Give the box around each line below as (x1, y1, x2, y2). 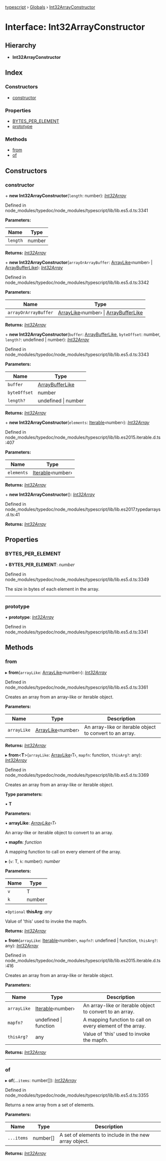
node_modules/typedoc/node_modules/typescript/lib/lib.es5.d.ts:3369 (5, 772, 149, 778)
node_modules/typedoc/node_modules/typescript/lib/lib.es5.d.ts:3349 (5, 576, 149, 582)
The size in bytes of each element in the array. (5, 586, 100, 592)
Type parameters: (5, 791, 43, 797)
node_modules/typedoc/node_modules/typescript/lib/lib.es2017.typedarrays (5, 506, 161, 512)
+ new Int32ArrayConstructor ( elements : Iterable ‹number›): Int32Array (5, 419, 150, 425)
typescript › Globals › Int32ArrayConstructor (5, 4, 95, 10)
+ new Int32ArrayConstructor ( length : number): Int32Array (5, 192, 126, 198)
